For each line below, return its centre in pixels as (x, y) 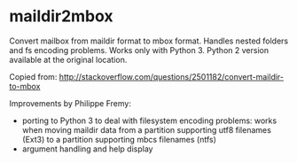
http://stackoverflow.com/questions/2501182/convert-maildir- (172, 76)
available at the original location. (68, 59)
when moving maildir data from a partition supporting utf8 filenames (147, 129)
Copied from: (33, 76)
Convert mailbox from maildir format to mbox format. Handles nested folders (149, 41)
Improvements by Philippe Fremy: (70, 103)
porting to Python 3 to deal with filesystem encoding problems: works (149, 120)
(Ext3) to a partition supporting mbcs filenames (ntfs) (119, 139)
